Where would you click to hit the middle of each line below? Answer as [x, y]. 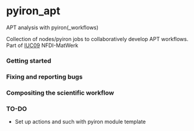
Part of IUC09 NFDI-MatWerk [42, 45]
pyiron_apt [33, 11]
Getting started [29, 61]
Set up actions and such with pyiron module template [80, 121]
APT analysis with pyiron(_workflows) [52, 27]
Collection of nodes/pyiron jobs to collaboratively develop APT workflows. [97, 39]
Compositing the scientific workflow [60, 92]
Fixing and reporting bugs [44, 77]
